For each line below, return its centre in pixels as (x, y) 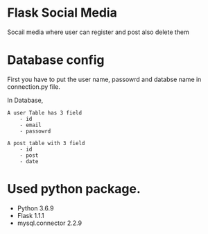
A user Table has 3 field (44, 112)
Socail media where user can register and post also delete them (98, 32)
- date (29, 161)
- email (31, 125)
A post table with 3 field (46, 143)
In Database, (25, 100)
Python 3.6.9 (35, 208)
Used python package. (74, 189)
